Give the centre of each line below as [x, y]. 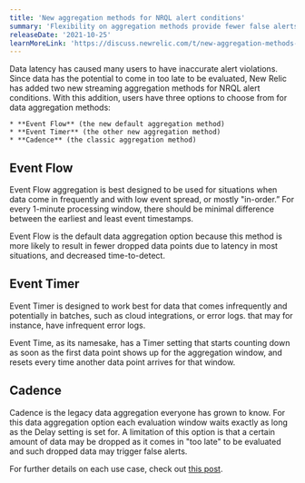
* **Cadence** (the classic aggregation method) [103, 140]
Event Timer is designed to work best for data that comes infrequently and [148, 306]
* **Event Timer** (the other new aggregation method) [115, 133]
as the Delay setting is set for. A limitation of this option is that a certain [142, 431]
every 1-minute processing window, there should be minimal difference [142, 209]
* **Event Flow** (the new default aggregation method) [117, 124]
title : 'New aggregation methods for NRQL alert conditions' [128, 18]
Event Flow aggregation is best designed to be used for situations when [143, 190]
